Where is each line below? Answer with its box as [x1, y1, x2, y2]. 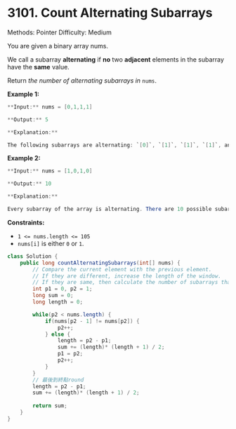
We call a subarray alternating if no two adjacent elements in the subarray [7, 55, 225, 64]
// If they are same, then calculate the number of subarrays [32, 279, 218, 286]
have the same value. [7, 62, 70, 71]
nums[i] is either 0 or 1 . [17, 239, 84, 247]
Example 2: [7, 154, 41, 163]
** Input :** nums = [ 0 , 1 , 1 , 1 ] [7, 103, 93, 110]
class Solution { [7, 252, 58, 260]
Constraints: [7, 218, 45, 226]
